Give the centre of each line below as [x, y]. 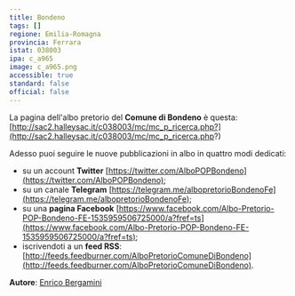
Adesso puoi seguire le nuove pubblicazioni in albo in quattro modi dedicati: [148, 153]
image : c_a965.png [43, 68]
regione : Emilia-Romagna [55, 34]
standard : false [39, 84]
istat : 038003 [36, 51]
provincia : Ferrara [45, 42]
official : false [39, 92]
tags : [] [25, 26]
